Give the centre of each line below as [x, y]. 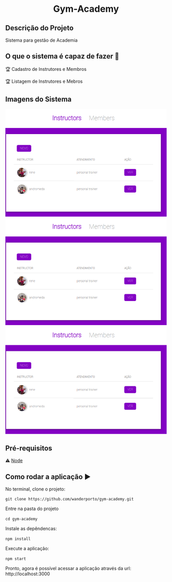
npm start [16, 559]
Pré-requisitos [29, 448]
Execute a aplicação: [27, 549]
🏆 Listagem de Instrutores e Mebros [44, 81]
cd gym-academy [21, 519]
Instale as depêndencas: [31, 529]
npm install [18, 539]
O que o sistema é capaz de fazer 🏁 [62, 56]
